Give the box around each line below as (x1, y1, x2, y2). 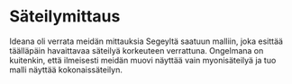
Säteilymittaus (9, 6, 121, 27)
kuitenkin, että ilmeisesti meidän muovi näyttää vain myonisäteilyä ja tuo (9, 55, 277, 65)
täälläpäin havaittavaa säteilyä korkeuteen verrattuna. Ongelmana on (9, 45, 264, 55)
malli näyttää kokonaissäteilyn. (9, 64, 123, 75)
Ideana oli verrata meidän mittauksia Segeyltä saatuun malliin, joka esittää (9, 36, 284, 46)
